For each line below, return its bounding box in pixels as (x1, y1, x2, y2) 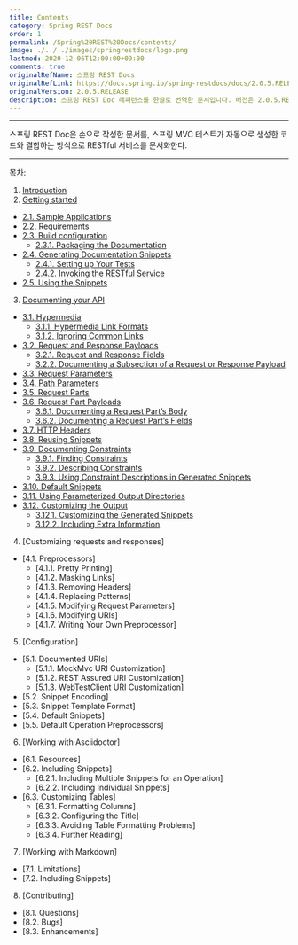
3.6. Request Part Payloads (21, 396, 122, 408)
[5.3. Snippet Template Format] (21, 701, 136, 712)
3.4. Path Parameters (21, 378, 99, 388)
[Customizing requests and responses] (21, 536, 165, 547)
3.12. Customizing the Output (21, 500, 129, 511)
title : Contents (9, 12, 69, 22)
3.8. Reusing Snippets (21, 434, 102, 445)
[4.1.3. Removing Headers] (35, 582, 132, 592)
